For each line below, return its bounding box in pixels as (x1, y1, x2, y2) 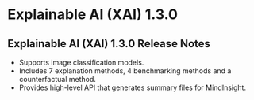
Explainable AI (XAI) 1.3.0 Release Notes (7, 37, 211, 50)
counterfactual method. (18, 75, 96, 83)
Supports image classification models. (18, 57, 144, 67)
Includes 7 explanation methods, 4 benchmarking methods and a (18, 66, 232, 76)
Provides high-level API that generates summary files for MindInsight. (18, 83, 247, 92)
